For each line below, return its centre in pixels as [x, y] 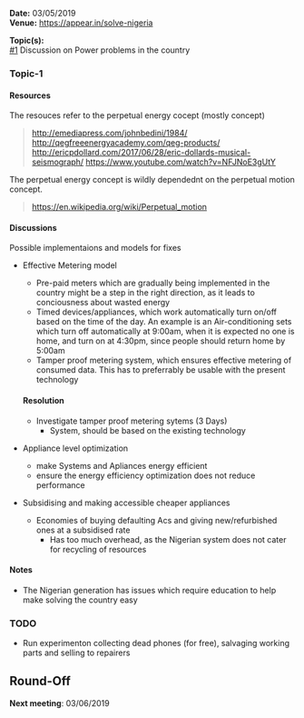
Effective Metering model [70, 265]
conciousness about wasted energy [103, 303]
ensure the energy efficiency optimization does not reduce [146, 475]
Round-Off [40, 681]
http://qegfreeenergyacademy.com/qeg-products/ [126, 143]
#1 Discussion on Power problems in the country [100, 50]
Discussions [33, 227]
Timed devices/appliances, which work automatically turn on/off [156, 312]
